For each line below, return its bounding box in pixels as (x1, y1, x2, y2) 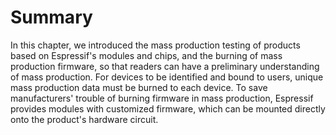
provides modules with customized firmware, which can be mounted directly (10, 102, 326, 115)
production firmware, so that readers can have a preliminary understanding (10, 60, 320, 72)
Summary (10, 6, 93, 29)
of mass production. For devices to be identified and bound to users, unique (10, 71, 324, 83)
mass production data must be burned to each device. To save (10, 81, 268, 93)
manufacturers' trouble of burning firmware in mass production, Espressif (10, 92, 314, 104)
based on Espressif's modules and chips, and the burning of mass (10, 49, 283, 61)
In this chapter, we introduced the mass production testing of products (10, 39, 301, 51)
